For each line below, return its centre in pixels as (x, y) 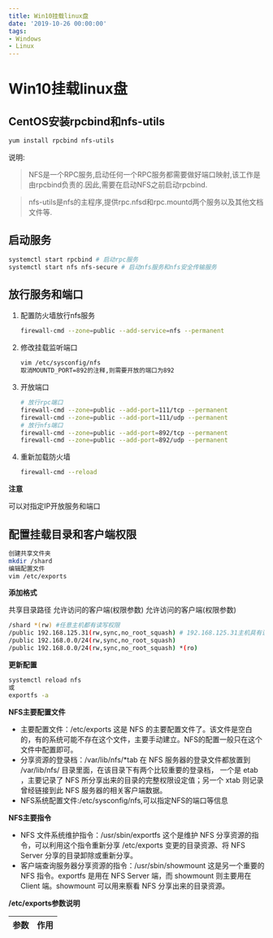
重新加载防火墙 (45, 457)
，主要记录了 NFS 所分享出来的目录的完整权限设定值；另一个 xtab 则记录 (142, 780)
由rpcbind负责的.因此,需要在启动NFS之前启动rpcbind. (118, 185)
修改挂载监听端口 (49, 347)
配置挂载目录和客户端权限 (72, 534)
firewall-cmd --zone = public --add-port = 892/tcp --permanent (124, 433)
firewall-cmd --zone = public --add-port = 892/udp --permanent (124, 440)
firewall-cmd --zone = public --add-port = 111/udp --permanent (124, 417)
